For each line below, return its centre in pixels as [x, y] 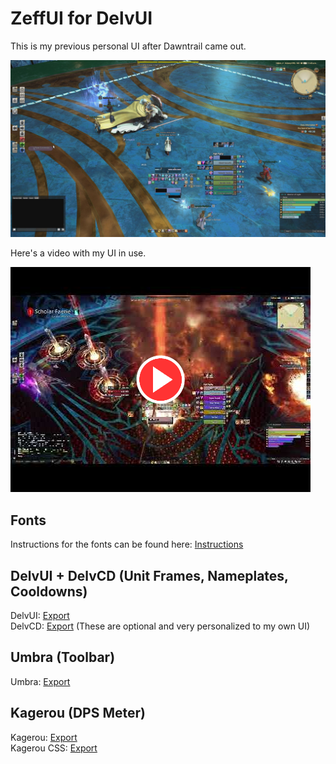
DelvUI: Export [40, 616]
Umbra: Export [40, 681]
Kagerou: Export [44, 737]
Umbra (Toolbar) [63, 657]
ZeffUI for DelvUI [81, 18]
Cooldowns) [49, 591]
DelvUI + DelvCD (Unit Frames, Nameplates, [149, 575]
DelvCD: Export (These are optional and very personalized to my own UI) [160, 626]
